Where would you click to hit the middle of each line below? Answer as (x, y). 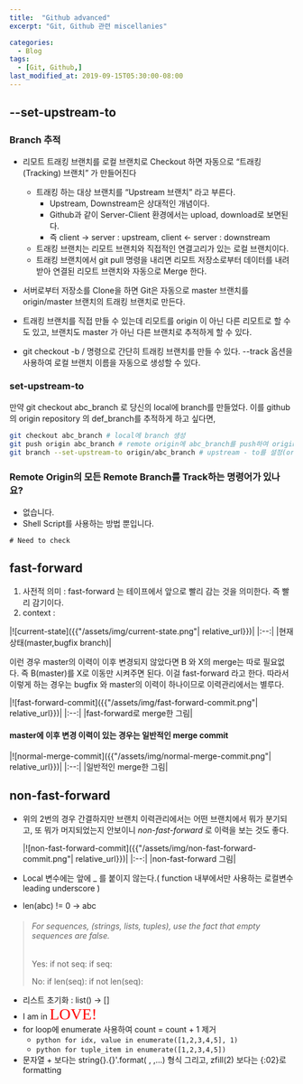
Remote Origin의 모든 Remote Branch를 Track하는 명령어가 (135, 477)
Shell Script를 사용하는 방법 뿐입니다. (88, 523)
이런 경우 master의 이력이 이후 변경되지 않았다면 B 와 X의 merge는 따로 (135, 661)
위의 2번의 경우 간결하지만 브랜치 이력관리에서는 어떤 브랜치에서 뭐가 (143, 818)
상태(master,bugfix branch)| (61, 642)
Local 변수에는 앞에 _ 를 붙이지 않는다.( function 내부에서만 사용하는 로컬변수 (158, 878)
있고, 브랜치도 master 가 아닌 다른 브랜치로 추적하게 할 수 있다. (142, 332)
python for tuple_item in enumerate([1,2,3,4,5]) (131, 1050)
